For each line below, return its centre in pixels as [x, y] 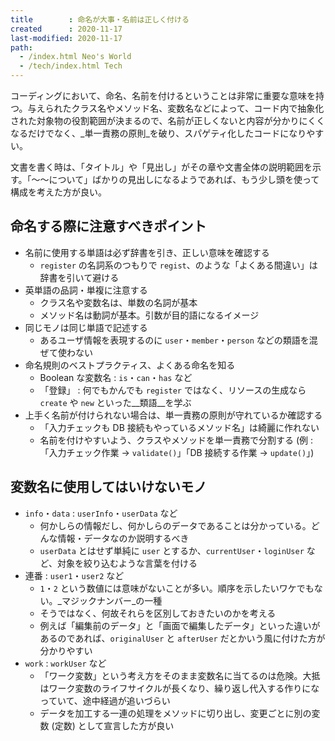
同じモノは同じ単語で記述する [86, 327]
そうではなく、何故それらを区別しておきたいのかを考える [158, 613]
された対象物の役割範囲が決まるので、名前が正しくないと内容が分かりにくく [168, 120]
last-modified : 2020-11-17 [66, 38]
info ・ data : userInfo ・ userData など [101, 513]
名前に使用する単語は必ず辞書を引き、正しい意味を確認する [147, 252]
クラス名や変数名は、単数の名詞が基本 [118, 302]
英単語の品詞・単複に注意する [86, 290]
